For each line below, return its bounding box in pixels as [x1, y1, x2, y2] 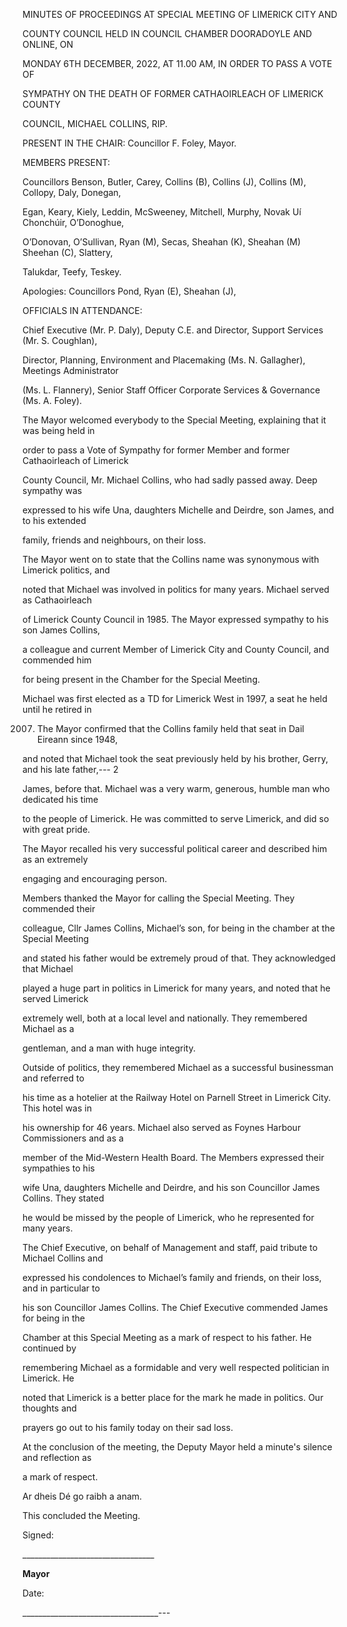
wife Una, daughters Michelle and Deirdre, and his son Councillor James [22, 1182, 320, 1193]
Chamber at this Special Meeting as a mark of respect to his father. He [22, 1332, 312, 1343]
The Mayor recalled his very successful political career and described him [22, 843, 328, 854]
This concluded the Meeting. [22, 1510, 141, 1521]
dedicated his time [22, 794, 99, 805]
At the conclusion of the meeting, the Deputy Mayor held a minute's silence [22, 1441, 333, 1453]
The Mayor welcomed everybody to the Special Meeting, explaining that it [22, 414, 327, 426]
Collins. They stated [22, 1192, 105, 1204]
